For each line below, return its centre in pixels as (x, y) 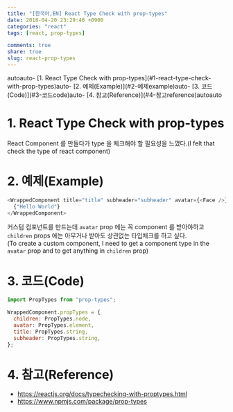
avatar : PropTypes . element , (54, 325)
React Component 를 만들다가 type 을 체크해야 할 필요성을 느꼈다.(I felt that (111, 143)
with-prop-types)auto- (40, 86)
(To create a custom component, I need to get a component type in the (109, 244)
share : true (24, 52)
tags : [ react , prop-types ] (46, 33)
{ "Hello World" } (37, 206)
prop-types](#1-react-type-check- (162, 78)
